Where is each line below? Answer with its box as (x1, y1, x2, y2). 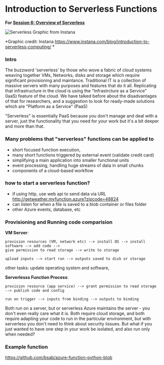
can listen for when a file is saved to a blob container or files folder (12, 201, 147, 207)
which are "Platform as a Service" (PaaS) (5, 104, 88, 110)
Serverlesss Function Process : (5, 274, 69, 280)
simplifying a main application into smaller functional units (12, 157, 129, 163)
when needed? (5, 331, 35, 337)
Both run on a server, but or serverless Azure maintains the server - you (5, 305, 150, 311)
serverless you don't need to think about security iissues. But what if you (5, 321, 152, 327)
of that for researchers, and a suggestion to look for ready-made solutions (5, 98, 155, 104)
